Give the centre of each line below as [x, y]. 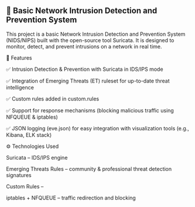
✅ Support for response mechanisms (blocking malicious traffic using [90, 110]
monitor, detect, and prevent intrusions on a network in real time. [84, 46]
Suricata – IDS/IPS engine [37, 157]
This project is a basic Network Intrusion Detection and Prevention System [96, 34]
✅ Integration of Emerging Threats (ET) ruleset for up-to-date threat [88, 81]
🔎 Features [19, 58]
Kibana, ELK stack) [29, 134]
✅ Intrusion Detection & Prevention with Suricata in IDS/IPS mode [85, 69]
